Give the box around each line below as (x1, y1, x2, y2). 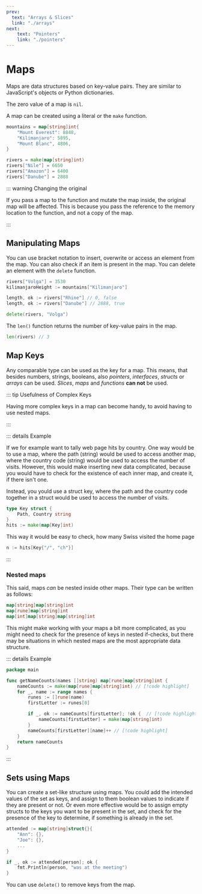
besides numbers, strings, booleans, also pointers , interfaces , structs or (6, 373, 185, 380)
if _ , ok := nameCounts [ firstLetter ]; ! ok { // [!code (28, 711, 171, 717)
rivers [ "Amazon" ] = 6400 (6, 168, 69, 174)
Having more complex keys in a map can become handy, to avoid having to (6, 402, 192, 409)
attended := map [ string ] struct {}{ (6, 826, 93, 832)
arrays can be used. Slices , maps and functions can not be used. (6, 379, 168, 387)
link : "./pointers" (17, 37, 66, 43)
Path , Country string (17, 511, 71, 517)
